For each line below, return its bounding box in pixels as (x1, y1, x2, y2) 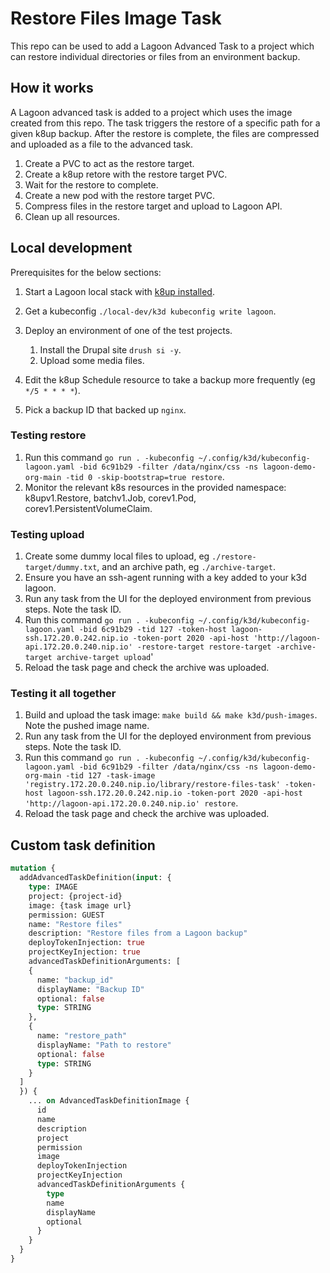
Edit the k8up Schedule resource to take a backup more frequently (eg (24, 373, 316, 386)
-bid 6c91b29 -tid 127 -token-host (78, 625, 227, 635)
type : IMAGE (28, 882, 78, 892)
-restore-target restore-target (136, 642, 272, 652)
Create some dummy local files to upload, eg (24, 550, 210, 562)
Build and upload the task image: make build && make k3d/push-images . (24, 709, 318, 721)
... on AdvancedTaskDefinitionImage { (28, 1096, 190, 1106)
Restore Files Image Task (10, 7, 222, 30)
